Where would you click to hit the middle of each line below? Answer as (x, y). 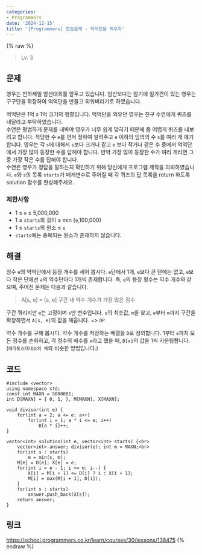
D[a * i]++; (53, 426)
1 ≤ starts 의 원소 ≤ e (40, 228)
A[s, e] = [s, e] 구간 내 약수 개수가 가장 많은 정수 (78, 300)
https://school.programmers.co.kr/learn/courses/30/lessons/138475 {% (96, 540)
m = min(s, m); (47, 457)
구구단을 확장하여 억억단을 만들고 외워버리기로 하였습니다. (74, 102)
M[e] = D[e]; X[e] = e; (47, 462)
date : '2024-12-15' (31, 23)
